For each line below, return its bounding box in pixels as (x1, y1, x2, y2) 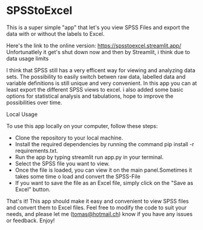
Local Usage (6, 110, 38, 118)
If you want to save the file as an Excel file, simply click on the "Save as (15, 179, 194, 186)
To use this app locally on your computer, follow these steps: (6, 122, 158, 129)
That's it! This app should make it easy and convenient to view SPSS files (6, 197, 189, 205)
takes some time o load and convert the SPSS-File (15, 172, 141, 180)
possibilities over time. (6, 98, 62, 106)
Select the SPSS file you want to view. (15, 160, 110, 167)
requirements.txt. (15, 147, 59, 154)
